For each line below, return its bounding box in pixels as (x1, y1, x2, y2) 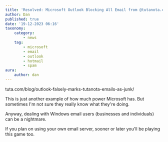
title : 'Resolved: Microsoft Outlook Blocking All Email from (5, 7, 137, 12)
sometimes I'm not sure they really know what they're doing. (5, 101, 130, 107)
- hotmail (23, 58, 43, 63)
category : (14, 30, 35, 35)
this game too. (5, 131, 35, 137)
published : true (5, 16, 39, 21)
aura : (5, 68, 16, 73)
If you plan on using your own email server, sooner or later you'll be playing (5, 125, 160, 131)
